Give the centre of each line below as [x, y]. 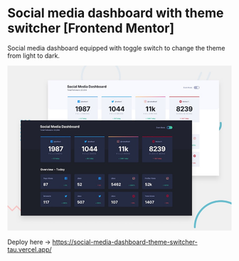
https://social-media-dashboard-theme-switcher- [125, 242]
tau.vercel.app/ [30, 249]
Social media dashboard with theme [116, 13]
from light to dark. [34, 56]
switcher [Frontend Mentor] [91, 28]
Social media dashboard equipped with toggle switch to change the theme [116, 48]
